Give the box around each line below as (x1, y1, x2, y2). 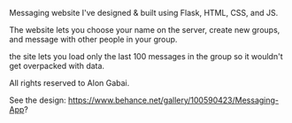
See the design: (9, 95, 66, 105)
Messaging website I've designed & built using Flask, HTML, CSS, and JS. (9, 8, 279, 18)
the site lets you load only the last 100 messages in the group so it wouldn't (9, 51, 283, 61)
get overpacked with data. (9, 61, 104, 71)
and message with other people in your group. (9, 35, 178, 44)
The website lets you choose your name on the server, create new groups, (9, 25, 280, 35)
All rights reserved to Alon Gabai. (9, 78, 130, 88)
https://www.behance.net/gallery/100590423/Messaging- (67, 95, 280, 105)
